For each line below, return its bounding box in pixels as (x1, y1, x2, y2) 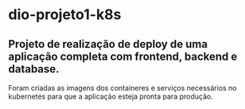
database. (8, 62, 60, 76)
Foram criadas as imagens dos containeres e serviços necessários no (8, 84, 237, 92)
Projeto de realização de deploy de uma (8, 37, 208, 51)
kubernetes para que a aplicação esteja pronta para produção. (8, 91, 213, 101)
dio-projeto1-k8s (8, 6, 122, 24)
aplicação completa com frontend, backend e (8, 49, 238, 63)
